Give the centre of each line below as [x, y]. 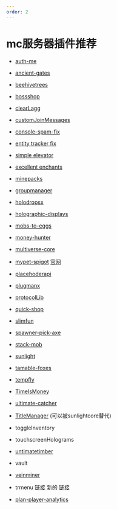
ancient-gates [32, 73]
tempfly [25, 379]
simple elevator [34, 155]
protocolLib [29, 297]
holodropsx [29, 202]
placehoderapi [33, 274]
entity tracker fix [35, 143]
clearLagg [28, 108]
